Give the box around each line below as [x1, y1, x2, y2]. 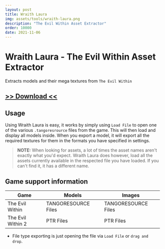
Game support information [5, 177, 88, 186]
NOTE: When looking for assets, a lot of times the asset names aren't [17, 147, 157, 153]
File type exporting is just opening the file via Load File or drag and [12, 233, 149, 239]
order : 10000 [5, 26, 32, 31]
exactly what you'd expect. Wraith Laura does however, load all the [17, 153, 153, 158]
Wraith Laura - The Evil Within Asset [5, 51, 156, 62]
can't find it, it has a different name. [17, 163, 89, 169]
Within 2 [7, 220, 27, 227]
